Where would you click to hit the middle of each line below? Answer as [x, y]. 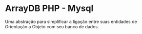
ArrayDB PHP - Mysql [49, 8]
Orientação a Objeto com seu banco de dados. [52, 26]
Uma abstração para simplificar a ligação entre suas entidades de [71, 22]
